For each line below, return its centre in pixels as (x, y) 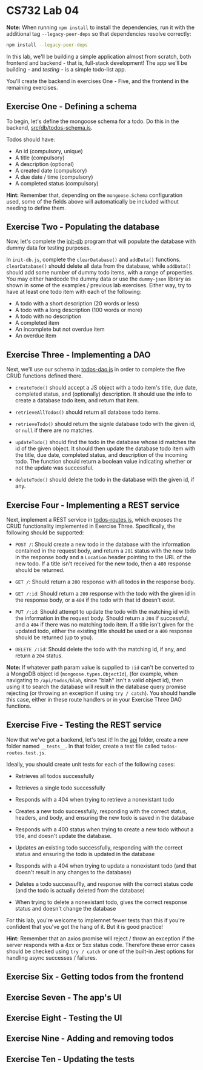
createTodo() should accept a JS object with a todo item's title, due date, (106, 388)
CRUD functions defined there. (45, 376)
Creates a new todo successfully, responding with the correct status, (101, 811)
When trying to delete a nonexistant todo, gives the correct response (101, 902)
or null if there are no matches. (54, 430)
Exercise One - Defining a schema (72, 107)
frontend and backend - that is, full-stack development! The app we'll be (97, 63)
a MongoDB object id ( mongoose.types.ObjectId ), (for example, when (92, 674)
